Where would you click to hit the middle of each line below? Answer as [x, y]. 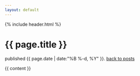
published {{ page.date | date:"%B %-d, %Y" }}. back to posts [70, 58]
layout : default [22, 10]
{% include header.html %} [33, 24]
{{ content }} [18, 68]
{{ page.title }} [36, 45]
